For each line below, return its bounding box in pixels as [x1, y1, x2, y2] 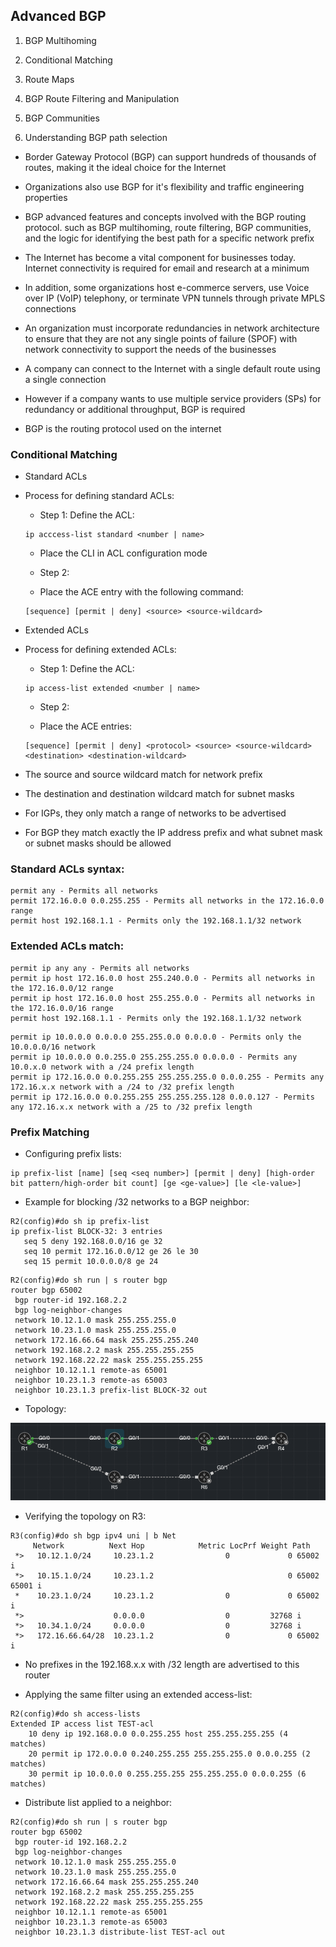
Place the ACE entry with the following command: [39, 586, 244, 598]
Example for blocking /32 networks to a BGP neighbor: [24, 1196, 250, 1208]
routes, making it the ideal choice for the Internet [24, 161, 227, 173]
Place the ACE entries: [39, 720, 132, 733]
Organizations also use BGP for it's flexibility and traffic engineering [24, 180, 305, 193]
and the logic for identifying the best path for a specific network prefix [24, 232, 315, 244]
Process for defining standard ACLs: [24, 490, 175, 502]
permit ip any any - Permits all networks [10, 963, 190, 973]
